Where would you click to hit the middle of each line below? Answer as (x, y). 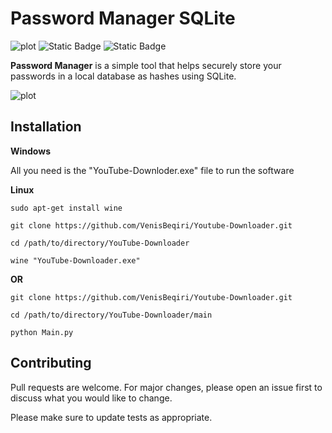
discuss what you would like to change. (91, 398)
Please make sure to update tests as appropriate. (111, 417)
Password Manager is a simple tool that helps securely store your (146, 65)
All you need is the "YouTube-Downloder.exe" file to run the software (152, 170)
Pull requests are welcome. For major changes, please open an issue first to (166, 387)
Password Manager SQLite (123, 18)
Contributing (51, 363)
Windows (30, 151)
